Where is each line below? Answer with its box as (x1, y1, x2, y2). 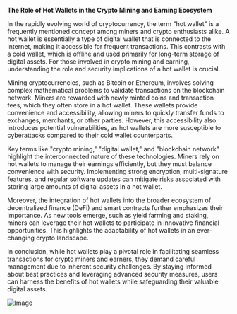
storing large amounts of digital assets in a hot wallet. (7, 182, 162, 190)
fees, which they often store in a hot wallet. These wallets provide (7, 101, 198, 109)
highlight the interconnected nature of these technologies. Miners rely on (7, 152, 220, 161)
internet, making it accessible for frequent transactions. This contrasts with (7, 42, 226, 50)
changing (7, 233, 35, 242)
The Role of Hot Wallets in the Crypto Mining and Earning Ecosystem (7, 6, 213, 14)
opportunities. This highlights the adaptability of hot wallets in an (7, 226, 195, 234)
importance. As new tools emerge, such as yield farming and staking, (7, 211, 209, 219)
